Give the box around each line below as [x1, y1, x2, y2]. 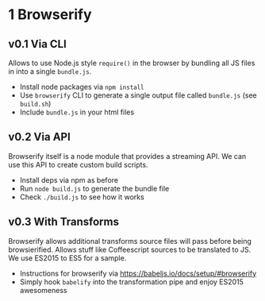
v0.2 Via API [8, 130, 71, 144]
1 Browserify [8, 6, 93, 24]
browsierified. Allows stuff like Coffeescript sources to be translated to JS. [8, 245, 252, 254]
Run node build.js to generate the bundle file [19, 183, 170, 193]
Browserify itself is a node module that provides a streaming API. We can [8, 151, 247, 160]
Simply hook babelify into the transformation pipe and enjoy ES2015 [19, 276, 244, 287]
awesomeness [19, 285, 67, 295]
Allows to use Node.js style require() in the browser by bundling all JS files [8, 58, 255, 68]
